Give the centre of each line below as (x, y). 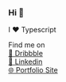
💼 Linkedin (25, 61)
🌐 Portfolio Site (33, 70)
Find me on (27, 45)
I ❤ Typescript (33, 30)
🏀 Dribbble (26, 54)
